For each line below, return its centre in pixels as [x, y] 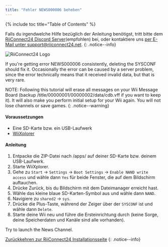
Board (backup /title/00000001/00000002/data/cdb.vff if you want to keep [83, 95]
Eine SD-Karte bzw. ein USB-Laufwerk [52, 128]
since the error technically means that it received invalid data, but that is [80, 74]
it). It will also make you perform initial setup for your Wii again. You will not [83, 100]
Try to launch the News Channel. [39, 230]
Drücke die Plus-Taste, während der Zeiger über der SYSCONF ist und [82, 204]
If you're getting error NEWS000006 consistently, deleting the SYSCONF [81, 64]
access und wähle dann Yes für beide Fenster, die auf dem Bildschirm [84, 177]
